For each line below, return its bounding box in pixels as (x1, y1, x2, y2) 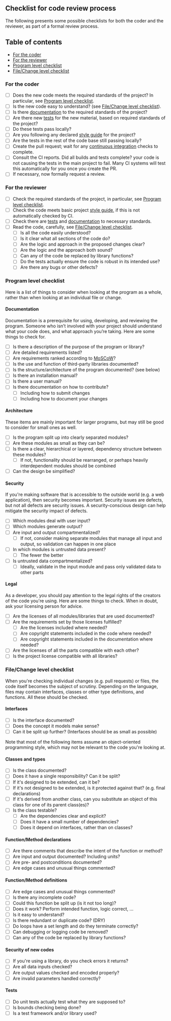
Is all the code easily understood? (20, 230, 91, 236)
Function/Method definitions (5, 877, 68, 883)
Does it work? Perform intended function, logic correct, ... (12, 906, 134, 912)
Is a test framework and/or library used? (12, 1010, 97, 1016)
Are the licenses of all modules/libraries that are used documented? (12, 613, 155, 620)
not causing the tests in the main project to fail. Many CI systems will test (12, 160, 166, 167)
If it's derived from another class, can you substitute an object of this (12, 796, 158, 802)
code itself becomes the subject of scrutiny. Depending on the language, (5, 683, 158, 689)
